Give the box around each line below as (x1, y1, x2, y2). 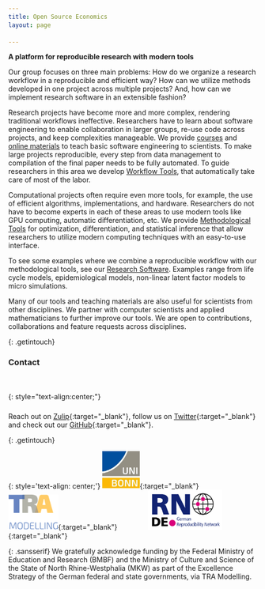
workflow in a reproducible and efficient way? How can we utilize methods (8, 76, 251, 85)
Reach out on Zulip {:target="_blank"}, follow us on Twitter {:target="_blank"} (8, 411, 256, 421)
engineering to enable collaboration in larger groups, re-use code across (8, 125, 245, 134)
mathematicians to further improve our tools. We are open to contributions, (8, 313, 252, 323)
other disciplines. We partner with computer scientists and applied (8, 305, 225, 315)
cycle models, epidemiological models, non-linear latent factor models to (8, 273, 246, 282)
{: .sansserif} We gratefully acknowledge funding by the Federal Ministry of (8, 546, 254, 556)
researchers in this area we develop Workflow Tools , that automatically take (8, 167, 256, 176)
